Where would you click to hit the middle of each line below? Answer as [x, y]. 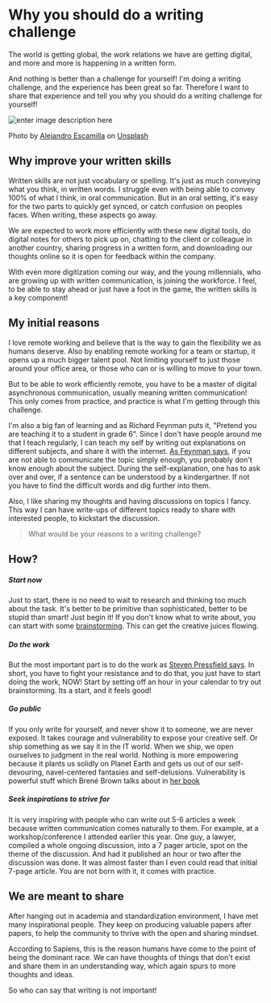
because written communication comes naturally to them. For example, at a [133, 828]
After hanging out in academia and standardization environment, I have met [133, 916]
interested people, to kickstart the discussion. [84, 518]
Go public [25, 709]
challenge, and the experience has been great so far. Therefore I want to [129, 87]
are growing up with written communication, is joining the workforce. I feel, [133, 280]
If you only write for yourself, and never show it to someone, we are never [131, 729]
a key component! [38, 297]
